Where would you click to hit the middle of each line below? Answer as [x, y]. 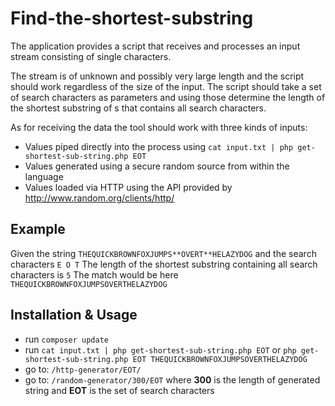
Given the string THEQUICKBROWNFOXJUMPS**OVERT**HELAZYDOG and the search [163, 253]
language [44, 176]
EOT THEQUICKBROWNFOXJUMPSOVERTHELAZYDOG [220, 359]
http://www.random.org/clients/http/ [99, 198]
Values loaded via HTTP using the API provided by [128, 187]
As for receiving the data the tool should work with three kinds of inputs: [159, 127]
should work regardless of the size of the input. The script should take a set [166, 86]
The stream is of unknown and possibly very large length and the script [157, 76]
